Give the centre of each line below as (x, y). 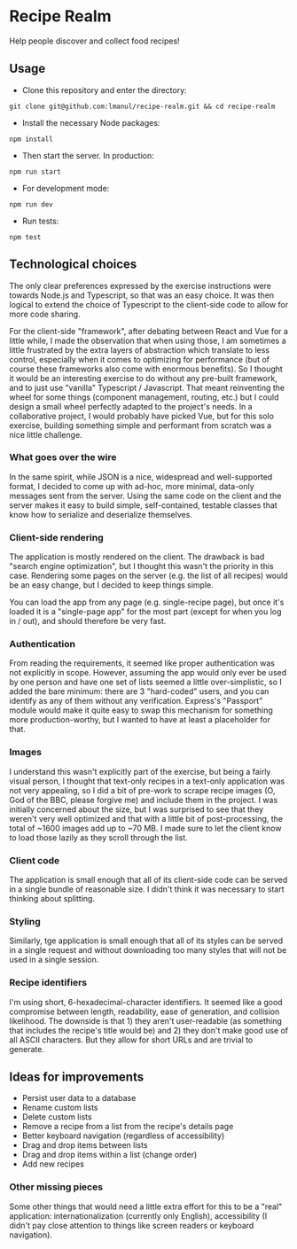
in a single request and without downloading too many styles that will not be (148, 950)
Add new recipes (53, 1164)
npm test (25, 237)
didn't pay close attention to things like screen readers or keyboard (132, 1225)
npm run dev (31, 204)
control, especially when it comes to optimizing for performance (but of (140, 359)
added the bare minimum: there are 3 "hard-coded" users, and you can (139, 691)
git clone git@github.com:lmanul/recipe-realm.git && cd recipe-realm (142, 106)
